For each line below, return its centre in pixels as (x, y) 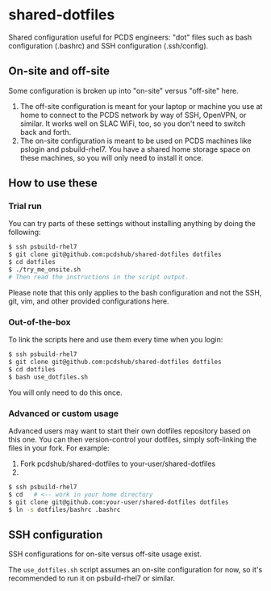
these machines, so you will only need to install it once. (112, 157)
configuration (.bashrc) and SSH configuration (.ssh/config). (108, 45)
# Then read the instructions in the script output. (99, 277)
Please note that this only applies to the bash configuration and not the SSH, (135, 292)
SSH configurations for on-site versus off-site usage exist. (105, 554)
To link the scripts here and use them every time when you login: (116, 340)
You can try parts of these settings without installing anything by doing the (132, 224)
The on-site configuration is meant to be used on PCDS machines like (135, 140)
